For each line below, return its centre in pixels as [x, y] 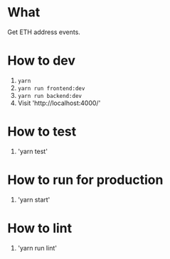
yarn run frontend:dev [51, 88]
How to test [42, 132]
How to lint [40, 228]
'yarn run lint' [37, 248]
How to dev [42, 61]
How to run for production [85, 180]
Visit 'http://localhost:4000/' [59, 103]
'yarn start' [34, 199]
